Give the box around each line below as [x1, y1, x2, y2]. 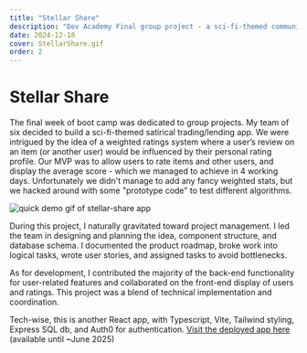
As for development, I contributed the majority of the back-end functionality [9, 267, 295, 279]
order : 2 [9, 48, 43, 57]
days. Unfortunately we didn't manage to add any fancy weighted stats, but [9, 176, 293, 187]
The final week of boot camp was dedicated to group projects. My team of [9, 117, 290, 128]
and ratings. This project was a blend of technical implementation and [9, 287, 272, 298]
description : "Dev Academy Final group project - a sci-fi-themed [9, 22, 268, 31]
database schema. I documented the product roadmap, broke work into [9, 240, 279, 251]
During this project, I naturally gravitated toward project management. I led [9, 220, 291, 231]
